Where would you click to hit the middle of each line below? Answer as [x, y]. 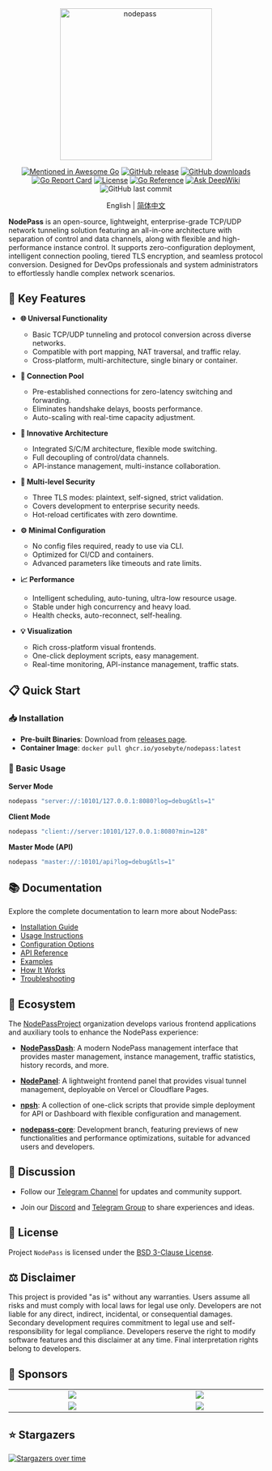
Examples [36, 962]
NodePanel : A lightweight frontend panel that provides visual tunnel [133, 1081]
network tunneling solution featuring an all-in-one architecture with [120, 230]
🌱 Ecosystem [42, 1004]
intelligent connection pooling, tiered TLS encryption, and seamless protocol [136, 256]
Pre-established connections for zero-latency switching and [132, 391]
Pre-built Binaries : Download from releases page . [104, 739]
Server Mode [31, 786]
